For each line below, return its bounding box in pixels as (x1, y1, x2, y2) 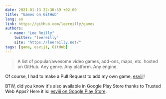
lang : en (5, 16, 23, 21)
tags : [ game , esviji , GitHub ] (5, 44, 68, 49)
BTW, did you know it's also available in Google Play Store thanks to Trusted (5, 83, 161, 89)
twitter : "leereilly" (14, 35, 59, 40)
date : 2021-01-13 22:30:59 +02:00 (5, 7, 77, 12)
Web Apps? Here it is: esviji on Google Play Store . (5, 88, 107, 94)
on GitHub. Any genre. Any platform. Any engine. (17, 63, 118, 69)
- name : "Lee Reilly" (9, 30, 55, 35)
